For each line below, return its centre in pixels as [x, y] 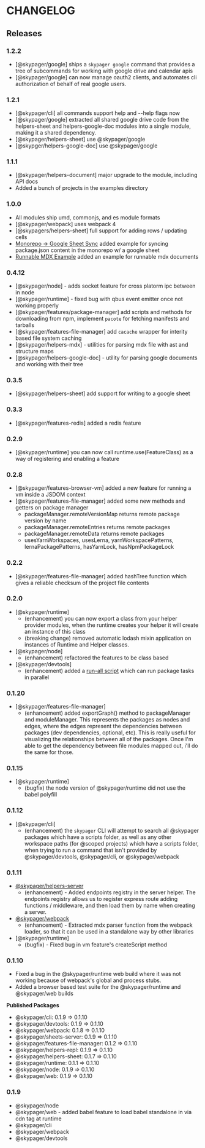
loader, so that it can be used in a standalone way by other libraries [109, 932]
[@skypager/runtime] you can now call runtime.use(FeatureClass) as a [104, 452]
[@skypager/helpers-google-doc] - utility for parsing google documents [106, 358]
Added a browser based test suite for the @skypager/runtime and [98, 987]
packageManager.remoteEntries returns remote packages [97, 527]
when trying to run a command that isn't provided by [91, 850]
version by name [45, 521]
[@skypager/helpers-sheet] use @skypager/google [80, 140]
